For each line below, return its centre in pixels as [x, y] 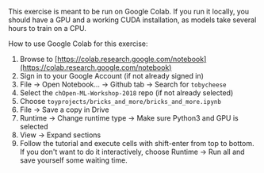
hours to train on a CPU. [48, 28]
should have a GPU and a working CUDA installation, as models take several [132, 20]
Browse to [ [38, 59]
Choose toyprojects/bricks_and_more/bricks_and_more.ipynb [121, 101]
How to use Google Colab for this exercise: [78, 44]
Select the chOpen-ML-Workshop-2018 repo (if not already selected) [126, 93]
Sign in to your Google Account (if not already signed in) [112, 76]
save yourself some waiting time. [74, 160]
